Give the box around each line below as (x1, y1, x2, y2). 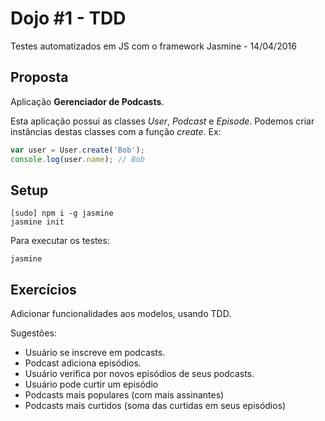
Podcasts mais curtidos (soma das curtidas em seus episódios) (24, 400, 287, 412)
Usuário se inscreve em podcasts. (24, 347, 166, 359)
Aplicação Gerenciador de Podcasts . (10, 95, 165, 107)
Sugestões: (10, 327, 57, 339)
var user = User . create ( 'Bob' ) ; (10, 145, 145, 155)
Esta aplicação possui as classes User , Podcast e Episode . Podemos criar (10, 115, 315, 127)
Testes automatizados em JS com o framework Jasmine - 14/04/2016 (10, 40, 297, 52)
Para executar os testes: (10, 235, 110, 247)
